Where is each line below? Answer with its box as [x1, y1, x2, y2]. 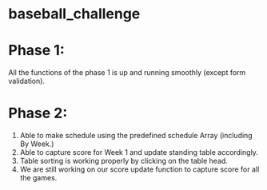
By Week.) [19, 139, 54, 148]
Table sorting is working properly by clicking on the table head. [19, 156, 228, 166]
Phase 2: [8, 105, 68, 122]
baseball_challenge [8, 5, 141, 23]
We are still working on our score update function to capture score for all [19, 164, 260, 174]
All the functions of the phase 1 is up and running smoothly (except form [8, 68, 246, 77]
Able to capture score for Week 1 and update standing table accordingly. [19, 148, 258, 157]
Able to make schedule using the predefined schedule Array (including [19, 131, 253, 141]
